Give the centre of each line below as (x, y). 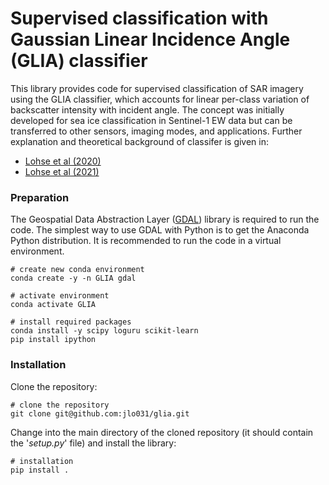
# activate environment (60, 296)
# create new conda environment (77, 270)
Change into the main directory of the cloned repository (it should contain (162, 432)
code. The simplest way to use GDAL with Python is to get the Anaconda (160, 230)
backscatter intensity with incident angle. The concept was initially (147, 109)
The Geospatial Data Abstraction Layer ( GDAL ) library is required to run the (165, 219)
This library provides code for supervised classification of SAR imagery (157, 88)
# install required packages (71, 322)
